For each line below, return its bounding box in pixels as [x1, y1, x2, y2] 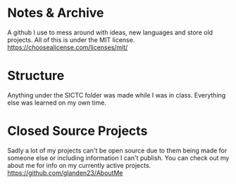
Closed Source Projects [7, 123, 148, 139]
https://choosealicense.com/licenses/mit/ [7, 43, 128, 51]
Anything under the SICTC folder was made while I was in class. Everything [7, 91, 226, 99]
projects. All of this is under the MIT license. [7, 35, 135, 44]
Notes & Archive [7, 5, 104, 21]
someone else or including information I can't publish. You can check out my [7, 153, 230, 162]
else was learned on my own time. [7, 98, 107, 107]
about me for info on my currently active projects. [7, 161, 151, 169]
